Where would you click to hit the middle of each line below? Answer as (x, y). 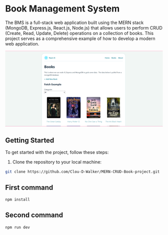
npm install (17, 200)
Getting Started (30, 140)
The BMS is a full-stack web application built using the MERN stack (74, 22)
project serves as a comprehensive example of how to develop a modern (80, 38)
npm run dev (17, 227)
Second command (34, 215)
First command (29, 187)
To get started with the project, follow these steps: (57, 152)
